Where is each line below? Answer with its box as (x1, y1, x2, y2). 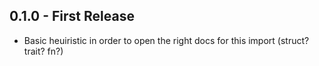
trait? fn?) (23, 45, 64, 57)
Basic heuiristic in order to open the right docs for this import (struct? (23, 34, 310, 46)
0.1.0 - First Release (9, 8, 135, 25)
